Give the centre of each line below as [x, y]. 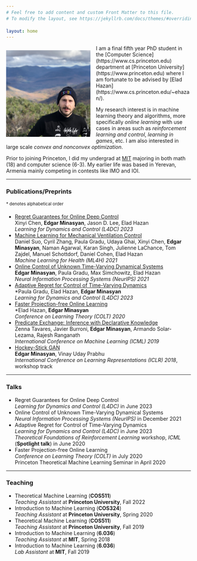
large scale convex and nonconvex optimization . [64, 147]
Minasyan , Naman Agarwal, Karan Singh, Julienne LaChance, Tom [95, 248]
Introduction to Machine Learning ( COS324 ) [68, 508]
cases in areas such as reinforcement [141, 129]
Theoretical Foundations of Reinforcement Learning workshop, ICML [98, 437]
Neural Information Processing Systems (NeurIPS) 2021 [82, 279]
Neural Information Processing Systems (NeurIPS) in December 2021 [98, 418]
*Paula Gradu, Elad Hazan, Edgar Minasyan [68, 292]
